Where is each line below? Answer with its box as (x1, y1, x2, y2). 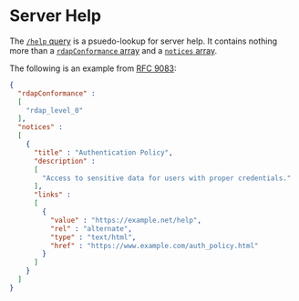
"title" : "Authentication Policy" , (33, 147, 173, 157)
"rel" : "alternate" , (49, 224, 132, 233)
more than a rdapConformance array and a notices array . (9, 45, 218, 55)
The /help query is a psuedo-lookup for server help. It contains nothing (9, 35, 278, 46)
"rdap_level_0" (26, 105, 84, 115)
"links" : (33, 190, 71, 200)
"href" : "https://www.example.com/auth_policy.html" (49, 241, 259, 250)
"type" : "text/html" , (49, 233, 137, 242)
